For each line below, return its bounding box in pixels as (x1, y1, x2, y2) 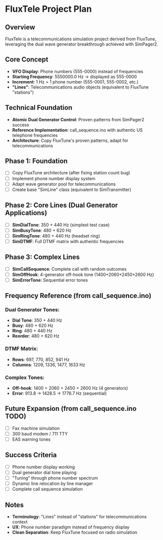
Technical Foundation (5, 104, 73, 112)
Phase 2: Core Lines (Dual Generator (5, 201, 118, 210)
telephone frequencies (12, 132, 58, 138)
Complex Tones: (5, 374, 45, 381)
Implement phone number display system (12, 175, 96, 181)
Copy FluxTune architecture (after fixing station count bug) (12, 170, 130, 176)
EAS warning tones (12, 436, 51, 442)
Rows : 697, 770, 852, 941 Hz (12, 356, 70, 362)
